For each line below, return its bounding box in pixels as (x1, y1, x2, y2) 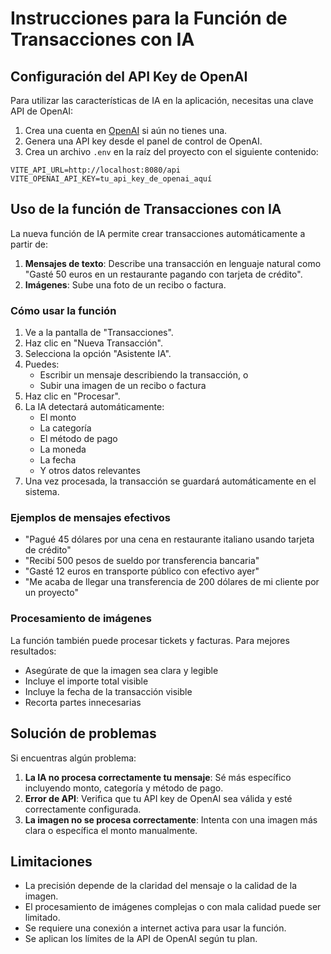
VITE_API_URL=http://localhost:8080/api (10, 165, 182, 175)
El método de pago (39, 433, 118, 445)
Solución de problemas (10, 725, 157, 742)
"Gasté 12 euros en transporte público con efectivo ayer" (24, 565, 260, 577)
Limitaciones (10, 853, 93, 870)
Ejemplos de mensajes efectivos (10, 511, 171, 525)
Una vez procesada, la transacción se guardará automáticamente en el (24, 475, 317, 487)
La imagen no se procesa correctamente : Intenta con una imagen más (24, 813, 318, 826)
